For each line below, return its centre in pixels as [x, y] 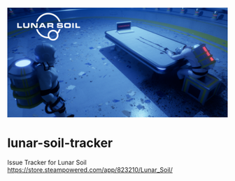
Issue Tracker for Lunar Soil [47, 162]
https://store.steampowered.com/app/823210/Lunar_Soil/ [90, 170]
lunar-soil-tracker [60, 143]
